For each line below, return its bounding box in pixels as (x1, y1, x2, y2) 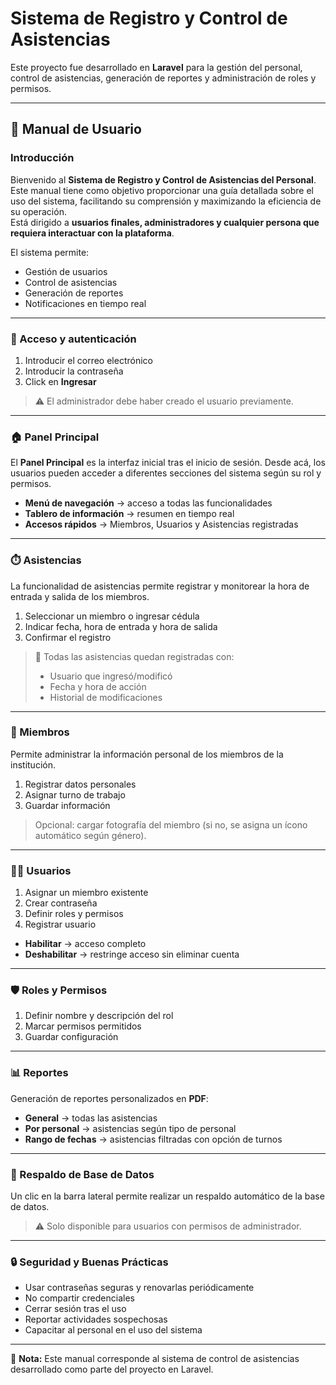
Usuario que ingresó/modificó (49, 670, 173, 682)
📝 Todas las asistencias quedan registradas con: (34, 650, 235, 662)
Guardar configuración (24, 1031, 119, 1043)
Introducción (10, 151, 75, 165)
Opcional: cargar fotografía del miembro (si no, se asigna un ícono (34, 818, 308, 831)
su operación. (10, 205, 67, 217)
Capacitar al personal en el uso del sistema (24, 1324, 203, 1336)
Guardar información (24, 799, 111, 811)
